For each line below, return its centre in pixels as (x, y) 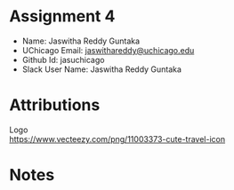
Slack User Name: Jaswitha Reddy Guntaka (102, 69)
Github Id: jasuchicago (63, 59)
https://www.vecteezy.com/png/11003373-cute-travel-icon (117, 139)
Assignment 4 (62, 16)
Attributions (55, 105)
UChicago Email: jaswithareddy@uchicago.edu (108, 50)
